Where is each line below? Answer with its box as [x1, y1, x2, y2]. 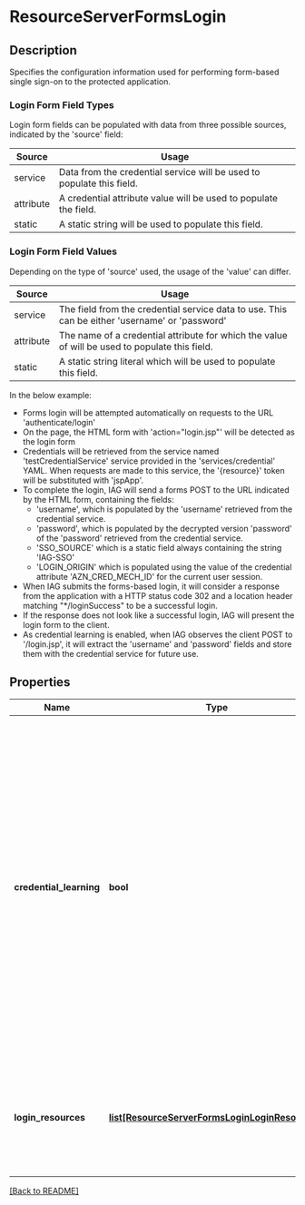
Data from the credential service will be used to [58, 166, 261, 179]
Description [9, 43, 77, 58]
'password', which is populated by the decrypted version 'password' [35, 523, 292, 534]
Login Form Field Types [9, 98, 115, 111]
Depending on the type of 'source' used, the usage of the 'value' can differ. [9, 266, 291, 277]
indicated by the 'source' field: [9, 129, 123, 140]
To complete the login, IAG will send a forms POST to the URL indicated [22, 484, 290, 495]
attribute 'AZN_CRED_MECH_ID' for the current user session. [35, 571, 263, 582]
